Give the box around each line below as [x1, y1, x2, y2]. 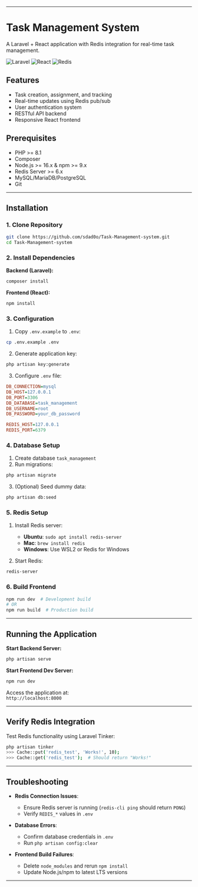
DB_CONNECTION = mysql [6, 384, 57, 390]
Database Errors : [14, 822, 57, 829]
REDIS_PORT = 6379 [6, 427, 46, 433]
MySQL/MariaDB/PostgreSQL [14, 174, 87, 181]
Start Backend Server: [6, 645, 62, 652]
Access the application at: [6, 689, 70, 696]
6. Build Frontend [6, 583, 56, 591]
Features [6, 75, 39, 86]
